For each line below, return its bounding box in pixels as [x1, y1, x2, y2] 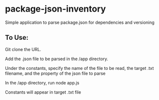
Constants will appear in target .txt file [5, 89, 81, 95]
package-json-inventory [5, 3, 106, 15]
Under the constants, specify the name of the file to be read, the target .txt [5, 65, 154, 71]
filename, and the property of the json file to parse [5, 70, 106, 76]
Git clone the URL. [5, 46, 41, 52]
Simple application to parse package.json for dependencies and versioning [5, 19, 155, 25]
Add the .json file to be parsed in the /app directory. [5, 56, 108, 62]
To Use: [5, 33, 29, 42]
